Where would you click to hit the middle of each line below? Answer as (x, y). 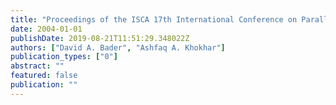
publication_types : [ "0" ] (64, 57)
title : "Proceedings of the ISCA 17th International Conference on (154, 19)
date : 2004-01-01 (46, 29)
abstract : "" (37, 66)
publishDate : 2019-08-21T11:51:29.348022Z (100, 38)
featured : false (44, 76)
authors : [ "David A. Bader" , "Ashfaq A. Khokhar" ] (118, 47)
